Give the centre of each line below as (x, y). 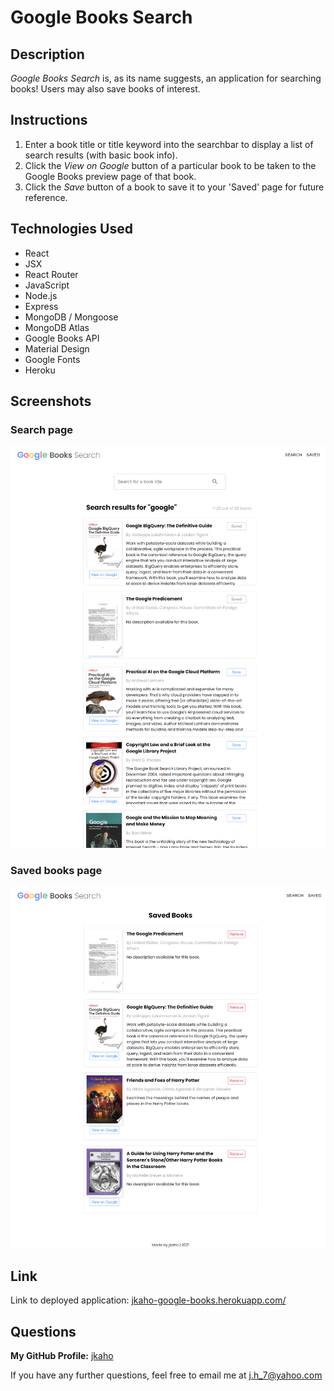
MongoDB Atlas (57, 327)
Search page (42, 429)
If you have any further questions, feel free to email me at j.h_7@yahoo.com (166, 1375)
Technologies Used (71, 229)
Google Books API (62, 338)
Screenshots (51, 401)
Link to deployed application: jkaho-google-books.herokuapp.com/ (148, 1300)
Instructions (49, 120)
